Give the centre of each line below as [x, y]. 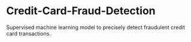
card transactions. [28, 33]
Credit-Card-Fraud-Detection [81, 11]
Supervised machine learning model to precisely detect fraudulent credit [96, 27]
